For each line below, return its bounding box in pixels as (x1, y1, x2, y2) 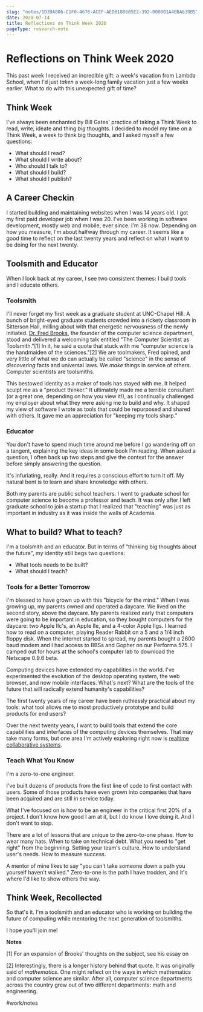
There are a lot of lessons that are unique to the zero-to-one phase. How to (6, 831, 194, 838)
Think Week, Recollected (6, 893, 103, 903)
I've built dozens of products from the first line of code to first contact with (6, 782, 192, 789)
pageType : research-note (6, 25, 69, 32)
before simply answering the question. (6, 460, 102, 467)
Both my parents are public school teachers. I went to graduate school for (6, 490, 190, 498)
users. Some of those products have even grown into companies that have (6, 788, 192, 796)
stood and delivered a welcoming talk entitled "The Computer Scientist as (6, 336, 190, 343)
